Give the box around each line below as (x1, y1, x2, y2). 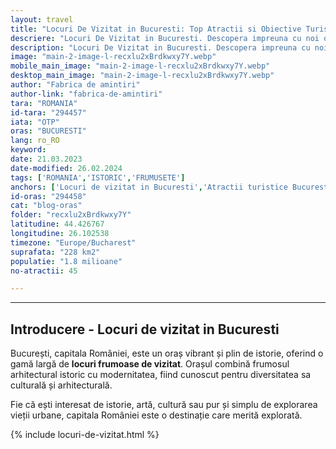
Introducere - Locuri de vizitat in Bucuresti (10, 321, 280, 338)
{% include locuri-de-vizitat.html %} (10, 429, 160, 441)
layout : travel (10, 14, 74, 25)
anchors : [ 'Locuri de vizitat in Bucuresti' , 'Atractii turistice (10, 182, 288, 192)
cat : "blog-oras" (10, 201, 83, 211)
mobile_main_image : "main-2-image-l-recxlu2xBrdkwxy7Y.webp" (10, 61, 271, 71)
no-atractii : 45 (10, 266, 78, 276)
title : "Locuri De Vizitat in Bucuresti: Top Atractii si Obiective (10, 24, 302, 34)
